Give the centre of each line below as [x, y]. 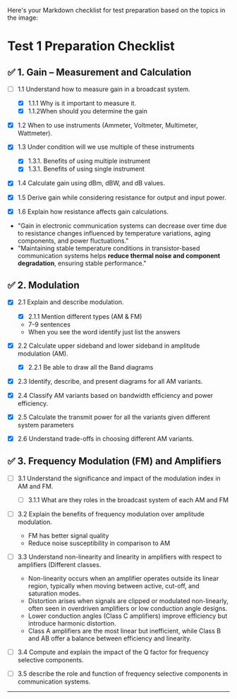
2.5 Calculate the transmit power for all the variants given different [114, 417]
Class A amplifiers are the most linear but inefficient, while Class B [124, 631]
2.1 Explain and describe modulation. [71, 302]
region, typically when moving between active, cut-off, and [114, 586]
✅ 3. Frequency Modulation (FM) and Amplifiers [115, 461]
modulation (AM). [43, 353]
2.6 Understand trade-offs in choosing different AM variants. [105, 438]
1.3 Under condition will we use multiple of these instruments [106, 147]
